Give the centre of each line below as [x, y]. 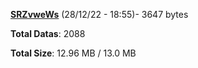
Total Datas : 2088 [48, 33]
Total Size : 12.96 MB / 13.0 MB [73, 53]
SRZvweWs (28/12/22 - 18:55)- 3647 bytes [99, 14]
